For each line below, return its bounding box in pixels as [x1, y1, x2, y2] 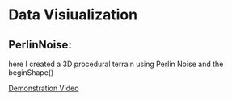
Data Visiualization [8, 6, 138, 24]
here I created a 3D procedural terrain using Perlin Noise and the [8, 59, 224, 69]
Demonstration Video [8, 83, 79, 93]
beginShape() [8, 68, 54, 77]
